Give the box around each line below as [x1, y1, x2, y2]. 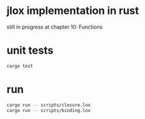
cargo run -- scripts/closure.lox [6, 102, 91, 108]
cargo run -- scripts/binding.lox [6, 107, 91, 113]
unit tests [6, 44, 54, 57]
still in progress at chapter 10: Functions [6, 23, 103, 30]
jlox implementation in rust [6, 4, 139, 17]
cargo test [6, 63, 33, 69]
